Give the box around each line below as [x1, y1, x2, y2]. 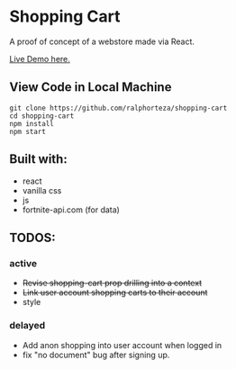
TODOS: [9, 229, 56, 245]
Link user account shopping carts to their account [22, 287, 208, 298]
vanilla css [22, 184, 62, 195]
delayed [9, 319, 46, 332]
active [9, 256, 38, 269]
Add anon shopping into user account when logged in [22, 339, 222, 350]
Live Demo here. [9, 53, 70, 64]
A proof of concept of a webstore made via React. [9, 36, 195, 47]
